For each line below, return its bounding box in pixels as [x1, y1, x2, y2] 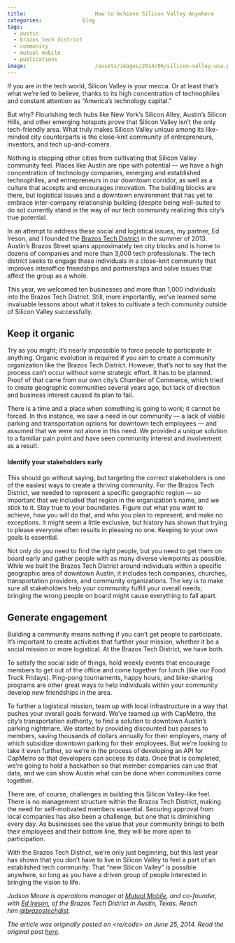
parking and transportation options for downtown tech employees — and [7, 419, 217, 428]
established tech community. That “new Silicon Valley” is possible [7, 863, 197, 871]
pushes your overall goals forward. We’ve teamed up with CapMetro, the [7, 710, 217, 718]
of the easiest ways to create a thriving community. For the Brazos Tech [7, 481, 215, 489]
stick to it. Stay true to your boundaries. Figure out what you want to [7, 503, 204, 512]
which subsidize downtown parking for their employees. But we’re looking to [7, 739, 227, 747]
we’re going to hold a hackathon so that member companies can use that [7, 761, 218, 770]
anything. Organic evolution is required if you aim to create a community [7, 353, 215, 362]
